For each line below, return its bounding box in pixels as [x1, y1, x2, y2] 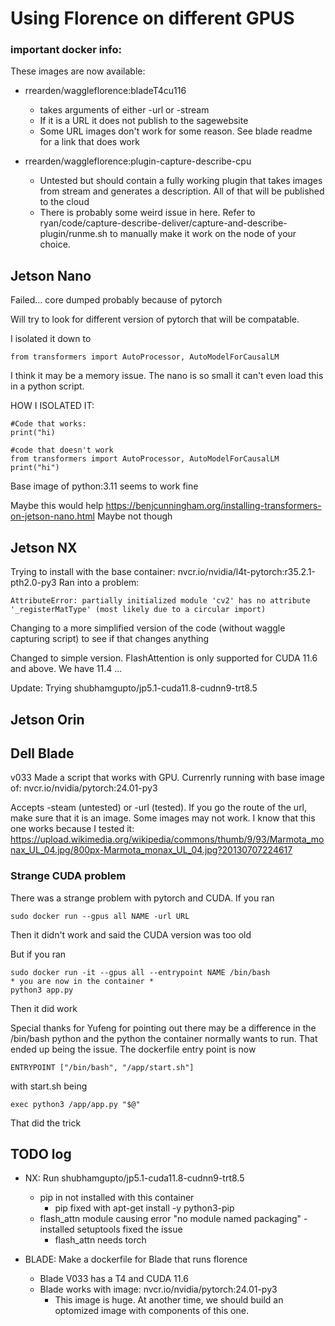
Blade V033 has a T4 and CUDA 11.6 [39, 1273, 189, 1285]
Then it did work [10, 1002, 78, 1014]
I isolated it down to [10, 333, 92, 345]
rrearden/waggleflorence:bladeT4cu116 [24, 85, 187, 97]
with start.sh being [10, 1080, 88, 1092]
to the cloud [39, 196, 90, 208]
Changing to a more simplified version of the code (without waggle [10, 622, 286, 634]
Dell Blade [10, 745, 75, 762]
